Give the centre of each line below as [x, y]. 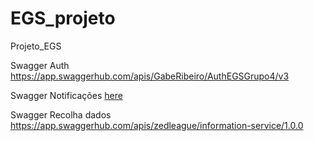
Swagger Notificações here [66, 95]
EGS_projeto [63, 18]
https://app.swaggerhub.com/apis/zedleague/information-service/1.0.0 [157, 125]
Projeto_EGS [36, 46]
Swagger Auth [40, 65]
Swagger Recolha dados [61, 114]
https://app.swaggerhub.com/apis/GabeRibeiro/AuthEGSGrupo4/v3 [150, 76]
